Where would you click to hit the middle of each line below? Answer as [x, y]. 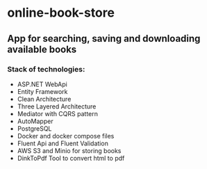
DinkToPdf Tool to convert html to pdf [71, 158]
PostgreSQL [34, 128]
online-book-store [61, 13]
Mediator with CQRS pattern [58, 113]
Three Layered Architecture [57, 106]
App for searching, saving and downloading [104, 39]
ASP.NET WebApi [42, 84]
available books [42, 49]
